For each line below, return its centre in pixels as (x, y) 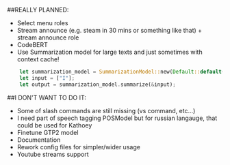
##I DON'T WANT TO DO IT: (47, 97)
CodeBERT (32, 45)
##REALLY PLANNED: (38, 10)
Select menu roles (42, 23)
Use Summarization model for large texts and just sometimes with (110, 52)
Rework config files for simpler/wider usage (78, 147)
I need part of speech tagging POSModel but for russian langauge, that (117, 118)
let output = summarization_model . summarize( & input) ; (98, 85)
